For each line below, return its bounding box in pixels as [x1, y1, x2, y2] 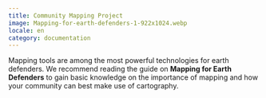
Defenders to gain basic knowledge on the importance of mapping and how [8, 73, 258, 82]
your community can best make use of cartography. [8, 81, 179, 91]
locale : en [8, 26, 45, 34]
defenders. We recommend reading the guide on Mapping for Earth [8, 65, 232, 74]
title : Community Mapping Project [8, 11, 124, 20]
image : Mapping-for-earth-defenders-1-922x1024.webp [8, 19, 188, 27]
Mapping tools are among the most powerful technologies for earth [8, 56, 229, 65]
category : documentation [8, 33, 91, 42]
